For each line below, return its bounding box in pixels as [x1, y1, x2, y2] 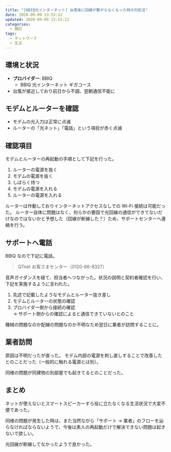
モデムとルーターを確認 [5, 104, 79, 112]
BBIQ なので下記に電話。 [5, 253, 58, 259]
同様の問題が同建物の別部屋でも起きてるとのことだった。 [5, 370, 126, 376]
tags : [5, 31, 17, 36]
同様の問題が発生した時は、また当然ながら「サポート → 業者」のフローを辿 [5, 417, 164, 423]
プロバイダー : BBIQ [12, 75, 53, 81]
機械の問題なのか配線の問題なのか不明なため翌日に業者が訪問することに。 [5, 322, 161, 327]
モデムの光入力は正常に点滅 [12, 119, 71, 125]
